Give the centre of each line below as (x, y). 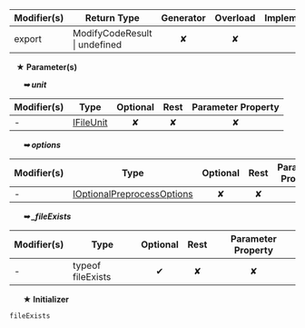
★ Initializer (46, 299)
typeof (87, 265)
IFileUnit (90, 122)
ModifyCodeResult (112, 33)
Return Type (113, 18)
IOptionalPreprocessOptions (133, 194)
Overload (235, 18)
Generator (183, 18)
